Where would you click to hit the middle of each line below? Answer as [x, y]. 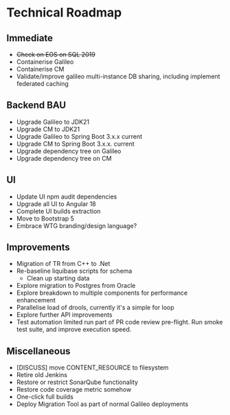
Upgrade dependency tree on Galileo [69, 151]
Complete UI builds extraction [58, 211]
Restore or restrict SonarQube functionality [77, 382]
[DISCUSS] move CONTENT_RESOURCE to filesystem [92, 368]
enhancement [36, 300]
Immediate [30, 38]
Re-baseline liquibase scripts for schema [74, 271]
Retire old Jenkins [42, 375]
